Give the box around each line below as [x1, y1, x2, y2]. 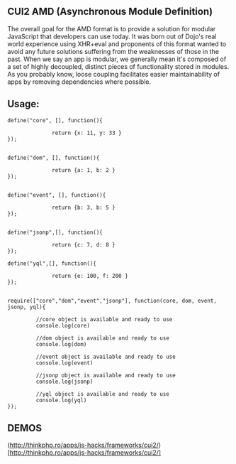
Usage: [7, 98, 40, 110]
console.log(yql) [35, 396, 87, 404]
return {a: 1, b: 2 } [52, 166, 116, 173]
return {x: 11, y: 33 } [52, 129, 122, 136]
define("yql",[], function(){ [7, 259, 97, 267]
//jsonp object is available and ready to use [35, 372, 176, 379]
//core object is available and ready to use [35, 315, 173, 323]
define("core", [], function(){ [7, 117, 103, 124]
